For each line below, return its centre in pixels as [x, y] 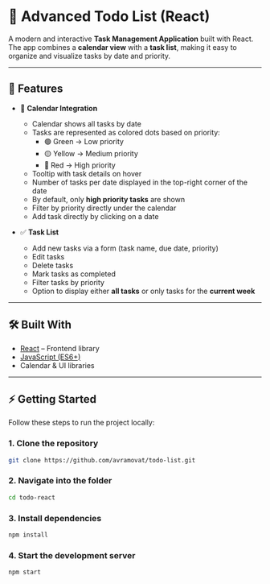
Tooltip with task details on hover [87, 173]
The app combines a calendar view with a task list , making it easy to [123, 47]
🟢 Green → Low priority [84, 141]
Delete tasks [53, 265]
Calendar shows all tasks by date [87, 123]
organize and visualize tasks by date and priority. [90, 56]
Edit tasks [48, 256]
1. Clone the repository [53, 444]
